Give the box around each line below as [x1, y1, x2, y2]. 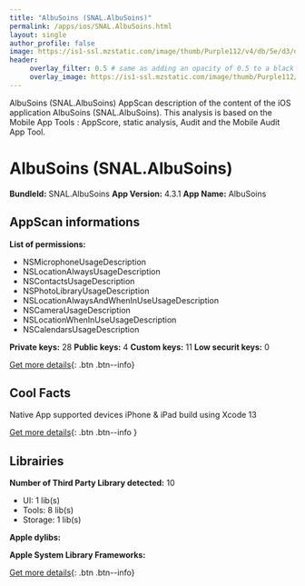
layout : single [9, 30, 67, 39]
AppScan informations [9, 214, 141, 230]
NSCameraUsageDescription [22, 304, 132, 315]
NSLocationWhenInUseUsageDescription [22, 314, 177, 325]
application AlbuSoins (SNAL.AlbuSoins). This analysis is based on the [9, 106, 272, 118]
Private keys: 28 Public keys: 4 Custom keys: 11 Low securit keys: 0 [9, 342, 271, 353]
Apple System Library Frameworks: [9, 550, 146, 561]
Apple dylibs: [9, 532, 61, 543]
